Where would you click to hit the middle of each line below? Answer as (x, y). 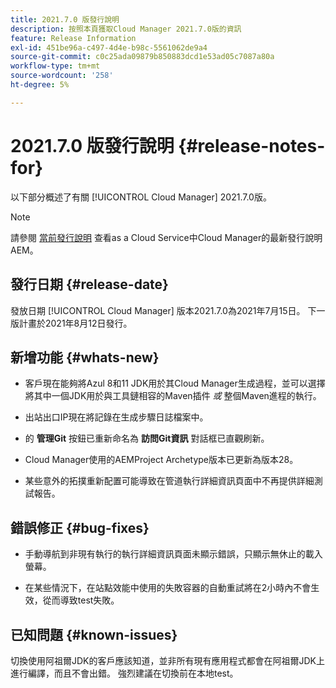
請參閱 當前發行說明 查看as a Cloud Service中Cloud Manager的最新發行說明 (166, 237)
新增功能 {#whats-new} (85, 357)
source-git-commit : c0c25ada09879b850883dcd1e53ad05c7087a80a (142, 57)
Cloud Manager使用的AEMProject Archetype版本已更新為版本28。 (161, 460)
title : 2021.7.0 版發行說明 (65, 19)
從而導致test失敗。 (81, 600)
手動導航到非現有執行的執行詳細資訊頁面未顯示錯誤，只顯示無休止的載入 (173, 554)
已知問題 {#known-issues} (94, 634)
